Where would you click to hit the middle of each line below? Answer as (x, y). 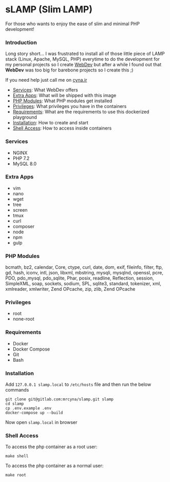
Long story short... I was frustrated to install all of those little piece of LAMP (85, 54)
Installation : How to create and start (51, 123)
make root (16, 475)
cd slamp (15, 404)
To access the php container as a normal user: (54, 466)
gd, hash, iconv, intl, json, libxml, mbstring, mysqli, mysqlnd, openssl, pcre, (84, 273)
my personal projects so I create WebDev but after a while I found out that (83, 65)
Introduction (21, 42)
